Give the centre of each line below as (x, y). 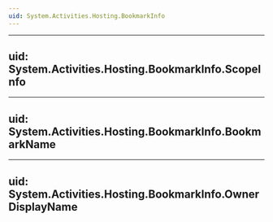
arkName (32, 144)
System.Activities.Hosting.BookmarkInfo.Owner (134, 194)
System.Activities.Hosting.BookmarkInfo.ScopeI (135, 70)
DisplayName (43, 207)
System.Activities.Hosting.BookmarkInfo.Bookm (135, 131)
